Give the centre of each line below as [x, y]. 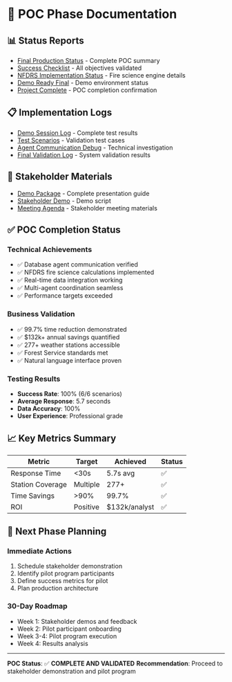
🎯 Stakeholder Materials [60, 177]
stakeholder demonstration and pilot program [71, 671]
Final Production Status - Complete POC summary [88, 61]
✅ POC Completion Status [64, 230]
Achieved [130, 461]
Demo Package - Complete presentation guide [83, 193]
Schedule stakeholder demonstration [70, 566]
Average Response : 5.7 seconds [64, 401]
